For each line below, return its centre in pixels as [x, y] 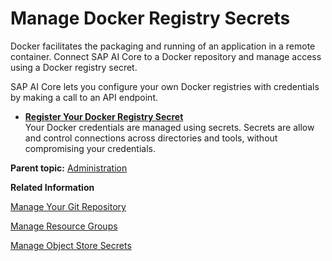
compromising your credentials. [90, 148]
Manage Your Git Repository [68, 206]
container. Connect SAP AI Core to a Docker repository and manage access [166, 56]
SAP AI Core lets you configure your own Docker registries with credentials [165, 86]
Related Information [52, 187]
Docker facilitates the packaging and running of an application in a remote [163, 46]
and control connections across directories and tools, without [151, 138]
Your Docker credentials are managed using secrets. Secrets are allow [169, 127]
